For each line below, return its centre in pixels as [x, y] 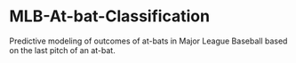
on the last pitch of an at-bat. [62, 50]
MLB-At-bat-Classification [110, 16]
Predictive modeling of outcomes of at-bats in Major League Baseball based [148, 41]
